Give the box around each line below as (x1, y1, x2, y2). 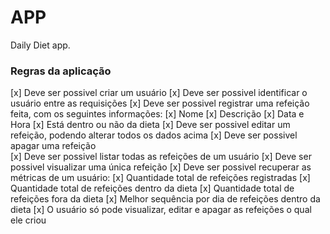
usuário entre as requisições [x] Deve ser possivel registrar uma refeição (10, 97, 310, 110)
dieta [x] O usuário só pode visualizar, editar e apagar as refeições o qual (10, 204, 312, 216)
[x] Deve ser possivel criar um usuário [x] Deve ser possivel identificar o (10, 87, 308, 99)
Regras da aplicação (10, 64, 112, 78)
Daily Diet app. (10, 39, 71, 51)
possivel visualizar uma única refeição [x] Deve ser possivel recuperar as (10, 161, 312, 173)
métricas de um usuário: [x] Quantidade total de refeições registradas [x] (10, 172, 311, 184)
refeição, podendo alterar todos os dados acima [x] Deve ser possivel (10, 129, 298, 141)
